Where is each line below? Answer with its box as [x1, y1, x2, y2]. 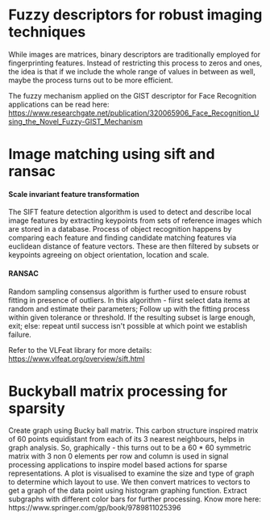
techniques [8, 23, 86, 41]
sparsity [8, 399, 66, 417]
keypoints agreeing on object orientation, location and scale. [8, 250, 210, 260]
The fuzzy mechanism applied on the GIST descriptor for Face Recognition [8, 90, 257, 100]
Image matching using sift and [8, 145, 215, 163]
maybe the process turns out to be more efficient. [8, 75, 173, 85]
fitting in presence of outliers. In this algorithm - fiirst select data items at [8, 295, 251, 304]
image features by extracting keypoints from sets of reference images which [8, 216, 262, 225]
